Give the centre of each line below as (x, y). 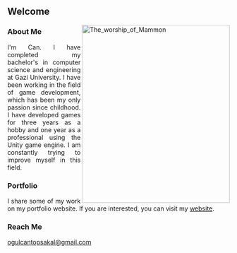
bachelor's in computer (44, 62)
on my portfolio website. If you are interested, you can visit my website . (111, 208)
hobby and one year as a (44, 129)
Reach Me (25, 227)
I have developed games (44, 114)
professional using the (44, 137)
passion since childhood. (44, 107)
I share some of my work (44, 201)
